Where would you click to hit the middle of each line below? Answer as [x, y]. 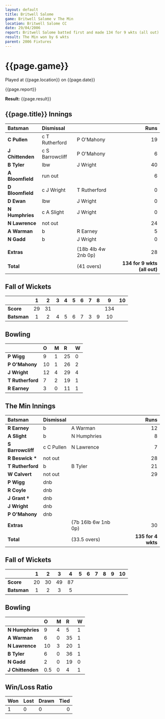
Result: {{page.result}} [28, 98]
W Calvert [20, 474]
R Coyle [17, 490]
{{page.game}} [37, 66]
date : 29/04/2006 [23, 28]
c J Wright [54, 190]
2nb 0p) [86, 255]
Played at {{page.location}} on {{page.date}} [50, 80]
